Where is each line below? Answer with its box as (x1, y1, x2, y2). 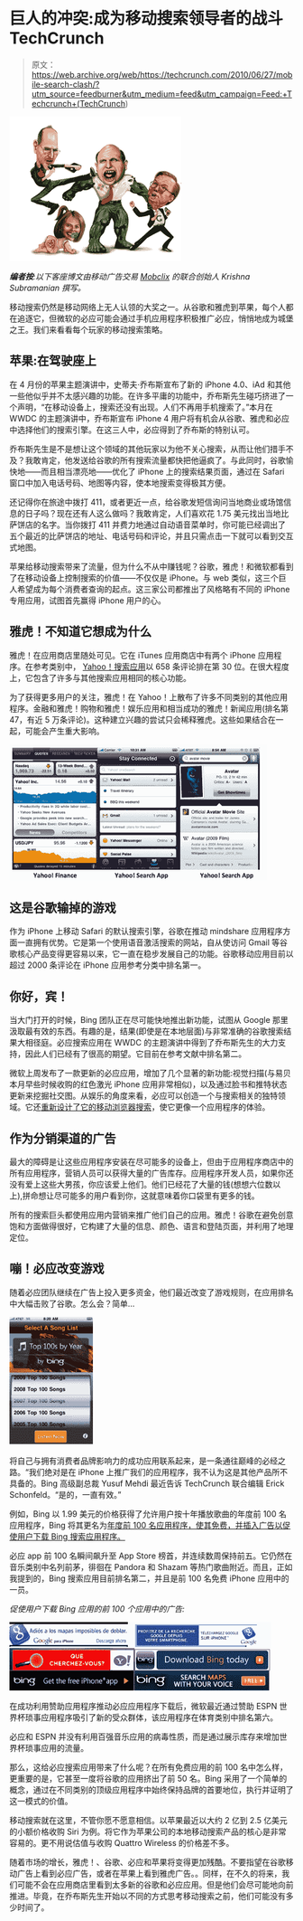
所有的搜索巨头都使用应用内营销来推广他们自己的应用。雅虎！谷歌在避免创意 (9, 1209, 294, 1220)
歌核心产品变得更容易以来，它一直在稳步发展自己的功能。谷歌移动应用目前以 (9, 949, 294, 960)
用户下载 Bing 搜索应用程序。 (16, 1530, 126, 1542)
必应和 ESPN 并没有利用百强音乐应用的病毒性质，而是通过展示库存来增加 (9, 1731, 280, 1742)
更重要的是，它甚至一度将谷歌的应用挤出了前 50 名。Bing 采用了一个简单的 (9, 1773, 288, 1784)
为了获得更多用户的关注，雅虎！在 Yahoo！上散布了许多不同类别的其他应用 (9, 691, 289, 702)
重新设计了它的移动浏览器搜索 (41, 1102, 151, 1112)
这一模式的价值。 (9, 1795, 73, 1806)
